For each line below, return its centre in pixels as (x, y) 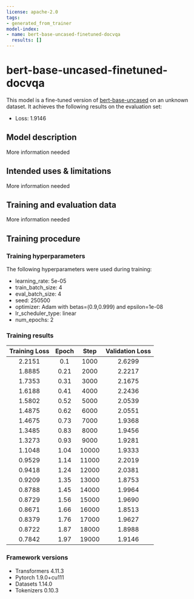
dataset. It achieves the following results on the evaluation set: (84, 106)
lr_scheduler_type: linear (46, 313)
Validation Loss (129, 351)
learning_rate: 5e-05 (41, 281)
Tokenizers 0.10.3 (37, 590)
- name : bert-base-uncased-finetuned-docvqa (63, 35)
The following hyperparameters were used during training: (79, 269)
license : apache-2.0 (32, 12)
